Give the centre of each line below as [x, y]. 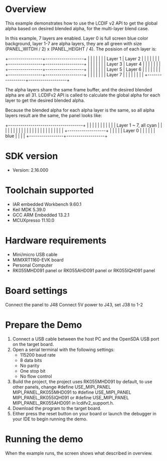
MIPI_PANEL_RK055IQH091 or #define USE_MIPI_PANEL [71, 397]
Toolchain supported [50, 191]
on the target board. [33, 344]
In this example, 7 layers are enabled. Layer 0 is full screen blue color [77, 38]
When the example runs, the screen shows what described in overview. [79, 453]
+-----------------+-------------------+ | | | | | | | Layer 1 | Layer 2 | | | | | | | [82, 58]
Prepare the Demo [44, 325]
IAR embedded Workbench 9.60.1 [47, 204]
